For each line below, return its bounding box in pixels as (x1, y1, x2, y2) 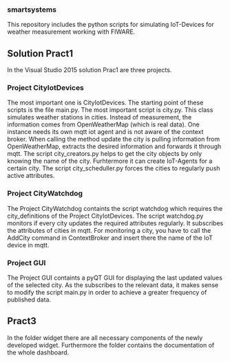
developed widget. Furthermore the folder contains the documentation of (7, 341, 215, 349)
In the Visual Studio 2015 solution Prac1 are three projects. (7, 66, 172, 74)
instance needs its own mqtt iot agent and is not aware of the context (7, 128, 204, 136)
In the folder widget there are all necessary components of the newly (7, 333, 203, 341)
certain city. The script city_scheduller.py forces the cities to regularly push (7, 164, 220, 172)
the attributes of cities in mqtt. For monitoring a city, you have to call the (7, 226, 211, 234)
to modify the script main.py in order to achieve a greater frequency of (7, 289, 207, 296)
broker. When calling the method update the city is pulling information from (7, 135, 220, 144)
